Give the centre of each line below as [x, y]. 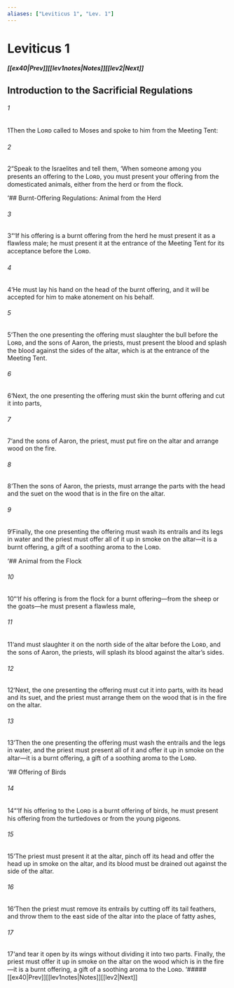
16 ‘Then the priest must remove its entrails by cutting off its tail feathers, [112, 909]
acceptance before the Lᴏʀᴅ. [49, 251]
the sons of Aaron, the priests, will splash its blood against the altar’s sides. [116, 653]
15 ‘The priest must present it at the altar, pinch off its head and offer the [111, 856]
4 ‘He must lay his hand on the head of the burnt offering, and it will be [108, 289]
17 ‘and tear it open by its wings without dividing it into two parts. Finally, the [116, 954]
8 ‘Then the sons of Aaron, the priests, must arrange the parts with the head [116, 486]
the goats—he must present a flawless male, [71, 606]
